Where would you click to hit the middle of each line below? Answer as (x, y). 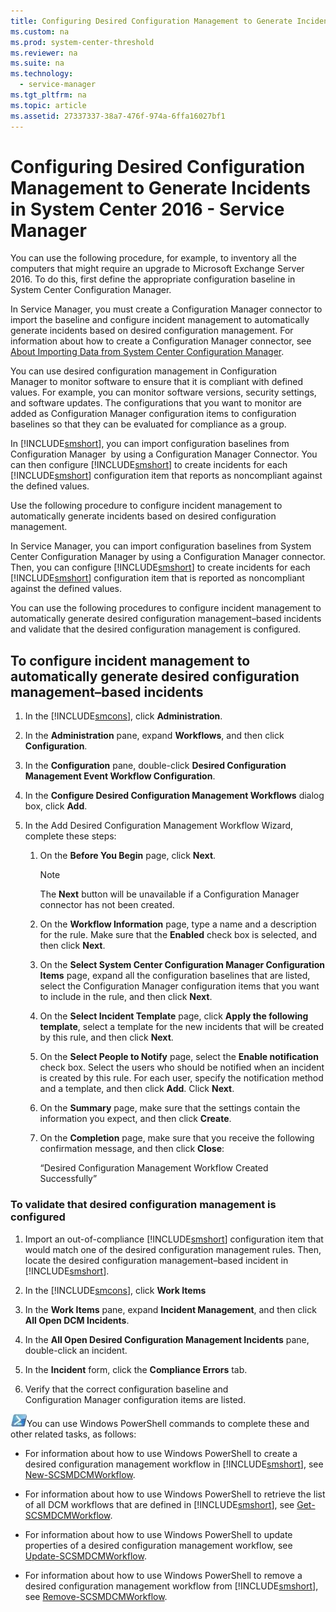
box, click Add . (56, 806)
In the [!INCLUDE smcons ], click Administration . (123, 716)
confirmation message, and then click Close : (132, 1149)
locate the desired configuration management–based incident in (156, 1260)
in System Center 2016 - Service (147, 209)
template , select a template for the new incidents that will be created (181, 1027)
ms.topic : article (48, 105)
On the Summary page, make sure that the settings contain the (170, 1108)
